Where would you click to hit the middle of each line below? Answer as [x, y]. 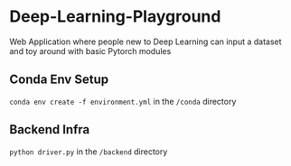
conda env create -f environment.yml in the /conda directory [123, 101]
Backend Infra [50, 129]
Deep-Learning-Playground [115, 17]
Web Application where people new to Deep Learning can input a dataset [145, 41]
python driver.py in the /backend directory [89, 152]
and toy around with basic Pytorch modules [90, 51]
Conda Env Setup [59, 80]
